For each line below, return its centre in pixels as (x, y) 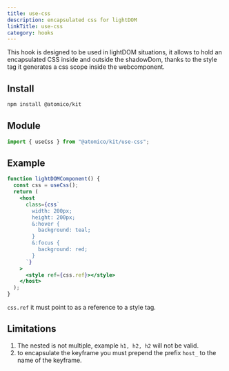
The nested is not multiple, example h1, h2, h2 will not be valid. (108, 346)
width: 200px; (52, 211)
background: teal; (64, 230)
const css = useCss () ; (46, 185)
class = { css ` (42, 204)
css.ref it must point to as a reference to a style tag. (82, 308)
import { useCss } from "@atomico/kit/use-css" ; (78, 142)
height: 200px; (54, 218)
